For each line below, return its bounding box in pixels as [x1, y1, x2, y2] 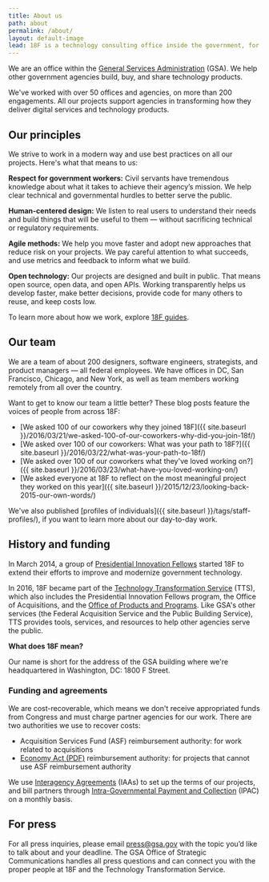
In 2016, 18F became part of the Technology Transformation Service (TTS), [8, 583, 255, 592]
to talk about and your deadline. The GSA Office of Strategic [8, 847, 207, 857]
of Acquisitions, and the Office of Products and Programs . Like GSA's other [8, 600, 256, 610]
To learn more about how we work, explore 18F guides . [8, 312, 190, 322]
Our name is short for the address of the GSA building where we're [8, 656, 229, 666]
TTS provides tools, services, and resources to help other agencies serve [8, 617, 251, 627]
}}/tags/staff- [207, 506, 251, 515]
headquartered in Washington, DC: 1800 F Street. [8, 665, 171, 675]
